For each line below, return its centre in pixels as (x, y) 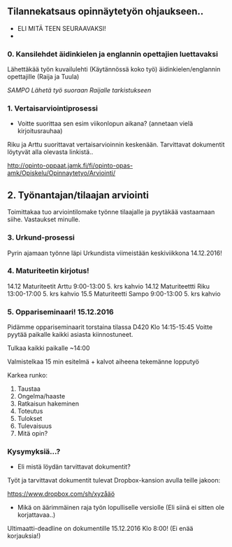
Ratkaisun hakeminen (48, 404)
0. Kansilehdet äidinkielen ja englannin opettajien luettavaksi (113, 54)
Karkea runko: (27, 375)
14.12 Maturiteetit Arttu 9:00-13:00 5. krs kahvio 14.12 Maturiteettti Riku (109, 286)
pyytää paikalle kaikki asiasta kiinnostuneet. (70, 335)
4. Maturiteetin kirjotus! (48, 271)
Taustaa (29, 389)
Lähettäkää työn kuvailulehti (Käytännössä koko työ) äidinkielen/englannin (114, 69)
